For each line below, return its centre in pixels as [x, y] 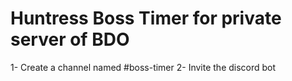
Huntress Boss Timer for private [146, 18]
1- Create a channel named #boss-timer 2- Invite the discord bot [143, 67]
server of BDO [70, 39]
